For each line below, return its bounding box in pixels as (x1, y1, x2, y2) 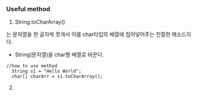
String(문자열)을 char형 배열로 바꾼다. (14, 51, 104, 58)
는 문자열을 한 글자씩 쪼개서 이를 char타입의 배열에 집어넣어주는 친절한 (6, 31, 171, 38)
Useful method (6, 5, 51, 13)
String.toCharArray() (14, 19, 66, 26)
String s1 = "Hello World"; (11, 68, 82, 74)
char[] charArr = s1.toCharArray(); (11, 74, 103, 80)
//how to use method (6, 63, 58, 69)
